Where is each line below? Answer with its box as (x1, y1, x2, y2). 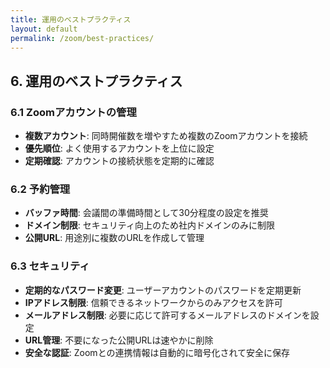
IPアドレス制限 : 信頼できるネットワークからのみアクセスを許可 (24, 296, 283, 308)
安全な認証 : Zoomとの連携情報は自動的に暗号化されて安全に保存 (24, 346, 291, 358)
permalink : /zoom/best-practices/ (10, 33, 155, 43)
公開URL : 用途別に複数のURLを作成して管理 (24, 232, 205, 244)
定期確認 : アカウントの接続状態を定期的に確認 (24, 155, 215, 167)
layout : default (10, 24, 78, 34)
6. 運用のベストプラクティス (10, 72, 183, 90)
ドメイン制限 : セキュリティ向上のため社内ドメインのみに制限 (24, 219, 275, 231)
